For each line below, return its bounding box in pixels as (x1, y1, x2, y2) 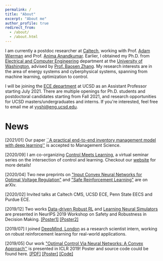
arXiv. (5, 181, 17, 188)
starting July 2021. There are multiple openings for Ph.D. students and (5, 88, 145, 94)
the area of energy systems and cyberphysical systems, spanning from (5, 68, 147, 74)
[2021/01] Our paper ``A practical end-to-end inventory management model (5, 137, 156, 143)
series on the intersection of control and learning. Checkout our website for (5, 157, 156, 162)
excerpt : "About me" (5, 16, 47, 21)
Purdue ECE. (5, 196, 31, 202)
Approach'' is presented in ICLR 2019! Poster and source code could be (5, 245, 149, 251)
